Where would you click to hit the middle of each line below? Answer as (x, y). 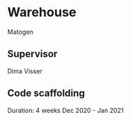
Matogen (21, 32)
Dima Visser (25, 71)
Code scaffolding (46, 94)
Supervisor (33, 54)
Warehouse (42, 12)
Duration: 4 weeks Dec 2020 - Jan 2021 (65, 110)
